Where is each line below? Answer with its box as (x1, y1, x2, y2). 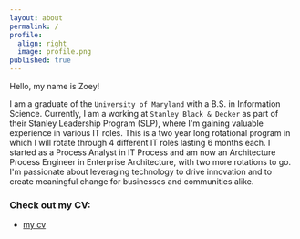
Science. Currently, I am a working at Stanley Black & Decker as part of (9, 109, 279, 119)
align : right (17, 38, 67, 48)
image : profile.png (17, 47, 92, 57)
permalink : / (9, 22, 59, 31)
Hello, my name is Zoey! (9, 81, 100, 91)
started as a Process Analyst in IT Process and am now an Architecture (9, 147, 276, 158)
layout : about (9, 13, 64, 23)
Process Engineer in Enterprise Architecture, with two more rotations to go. (9, 157, 292, 167)
